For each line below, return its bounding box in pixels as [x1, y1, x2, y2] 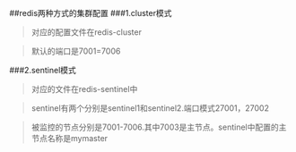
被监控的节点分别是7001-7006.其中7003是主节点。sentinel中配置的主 [30, 122, 287, 132]
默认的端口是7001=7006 [30, 46, 121, 56]
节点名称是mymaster [30, 133, 109, 143]
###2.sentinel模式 [9, 65, 76, 75]
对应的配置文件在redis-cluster [30, 27, 142, 38]
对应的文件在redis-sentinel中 [30, 84, 138, 94]
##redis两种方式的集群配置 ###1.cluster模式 [9, 8, 172, 18]
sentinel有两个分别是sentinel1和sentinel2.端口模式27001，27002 [30, 103, 269, 114]
